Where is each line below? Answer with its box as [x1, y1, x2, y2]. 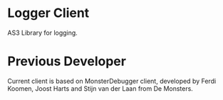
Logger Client [7, 5, 90, 21]
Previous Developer [7, 53, 127, 70]
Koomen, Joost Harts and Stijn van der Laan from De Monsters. [7, 84, 194, 93]
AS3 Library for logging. [7, 28, 78, 37]
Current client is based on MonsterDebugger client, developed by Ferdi [7, 77, 217, 85]
